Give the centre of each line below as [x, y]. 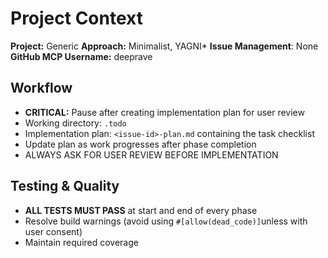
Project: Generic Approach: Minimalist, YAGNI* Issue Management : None [164, 46]
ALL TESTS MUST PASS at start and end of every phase [141, 210]
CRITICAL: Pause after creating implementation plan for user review [164, 112]
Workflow [41, 88]
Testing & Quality [65, 186]
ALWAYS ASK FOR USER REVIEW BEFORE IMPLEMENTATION [151, 154]
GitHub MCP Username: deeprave [81, 56]
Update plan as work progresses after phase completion [140, 144]
